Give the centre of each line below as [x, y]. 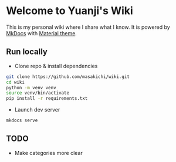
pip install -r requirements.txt [47, 99]
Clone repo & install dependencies [56, 66]
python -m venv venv [31, 87]
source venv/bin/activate [38, 93]
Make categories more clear [49, 153]
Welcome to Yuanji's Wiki [70, 11]
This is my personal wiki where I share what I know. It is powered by [88, 27]
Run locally [27, 52]
